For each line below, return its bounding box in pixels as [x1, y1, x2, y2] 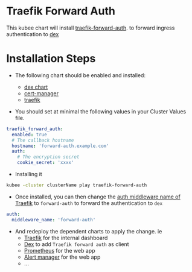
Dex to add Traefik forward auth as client [24, 240, 129, 248]
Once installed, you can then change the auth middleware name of [14, 193, 181, 200]
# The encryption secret [17, 154, 80, 160]
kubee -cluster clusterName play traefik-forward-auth [6, 182, 147, 188]
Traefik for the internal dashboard [24, 234, 108, 241]
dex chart [24, 83, 48, 90]
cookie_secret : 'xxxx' [17, 160, 74, 166]
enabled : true [11, 131, 47, 138]
